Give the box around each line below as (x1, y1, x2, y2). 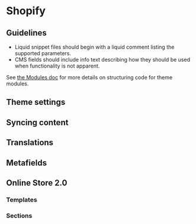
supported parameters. (14, 50, 72, 57)
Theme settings (6, 97, 66, 107)
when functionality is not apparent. (14, 62, 100, 69)
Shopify (6, 4, 46, 18)
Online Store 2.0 (6, 178, 68, 188)
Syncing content (6, 117, 69, 127)
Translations (6, 137, 54, 148)
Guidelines (6, 28, 47, 38)
